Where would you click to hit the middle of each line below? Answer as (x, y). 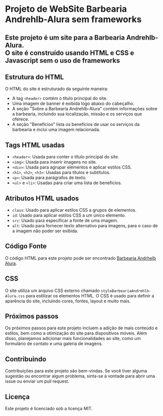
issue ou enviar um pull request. (37, 381)
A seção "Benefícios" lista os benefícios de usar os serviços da (76, 124)
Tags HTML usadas (35, 145)
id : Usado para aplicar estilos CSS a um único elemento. (69, 215)
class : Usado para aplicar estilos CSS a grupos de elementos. (74, 210)
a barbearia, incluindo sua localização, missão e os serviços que (77, 114)
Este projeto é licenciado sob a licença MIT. (49, 409)
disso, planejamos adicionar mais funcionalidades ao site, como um (73, 339)
